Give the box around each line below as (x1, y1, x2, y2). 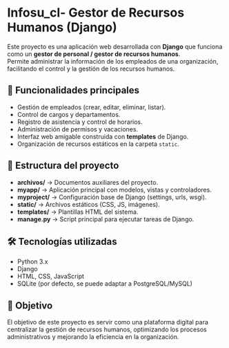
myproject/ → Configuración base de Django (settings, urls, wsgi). (17, 192, 207, 201)
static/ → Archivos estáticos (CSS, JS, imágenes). (17, 200, 160, 208)
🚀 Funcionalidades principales (7, 84, 140, 96)
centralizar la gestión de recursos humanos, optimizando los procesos (7, 325, 207, 333)
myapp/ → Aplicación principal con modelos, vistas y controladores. (17, 185, 212, 194)
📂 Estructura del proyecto (7, 160, 119, 172)
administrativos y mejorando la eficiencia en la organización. (7, 333, 179, 341)
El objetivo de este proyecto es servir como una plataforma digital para (7, 318, 209, 327)
